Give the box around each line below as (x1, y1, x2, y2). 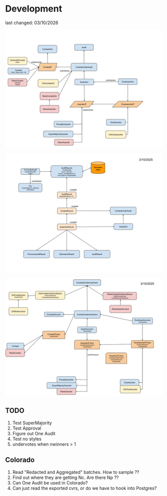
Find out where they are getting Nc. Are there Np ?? (12, 474, 119, 480)
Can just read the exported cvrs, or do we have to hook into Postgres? (12, 485, 157, 491)
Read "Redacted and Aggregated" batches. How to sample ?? (12, 469, 139, 475)
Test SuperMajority (12, 420, 52, 426)
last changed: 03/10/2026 (5, 20, 58, 26)
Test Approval (12, 425, 41, 431)
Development (5, 3, 62, 15)
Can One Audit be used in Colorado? (12, 479, 88, 485)
